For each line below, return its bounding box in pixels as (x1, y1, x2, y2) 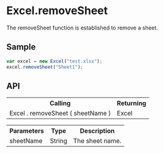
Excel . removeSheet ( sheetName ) (9, 109, 111, 117)
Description (80, 127, 115, 135)
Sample (6, 42, 36, 52)
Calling (50, 99, 71, 108)
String (50, 136, 67, 145)
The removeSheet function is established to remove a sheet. (6, 24, 158, 31)
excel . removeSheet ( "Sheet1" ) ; (6, 64, 84, 70)
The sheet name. (73, 136, 122, 145)
